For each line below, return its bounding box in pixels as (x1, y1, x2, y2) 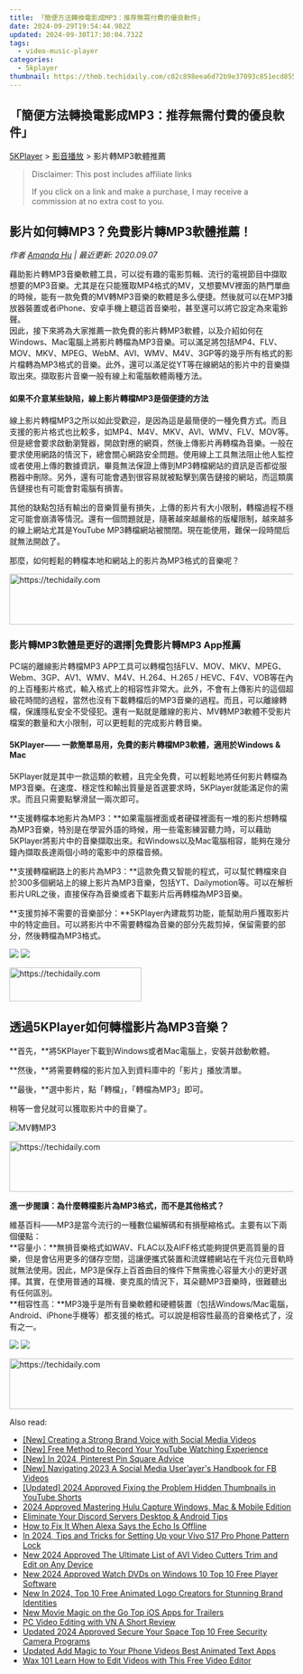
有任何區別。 (9, 1287, 57, 1298)
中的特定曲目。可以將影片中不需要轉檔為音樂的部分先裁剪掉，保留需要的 (9, 919, 278, 930)
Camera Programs (22, 1635, 91, 1646)
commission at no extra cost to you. (31, 195, 165, 206)
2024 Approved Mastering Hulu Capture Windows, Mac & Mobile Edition (22, 1501, 291, 1512)
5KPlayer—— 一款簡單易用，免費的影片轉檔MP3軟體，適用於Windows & (9, 739, 281, 750)
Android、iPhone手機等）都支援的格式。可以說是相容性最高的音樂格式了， (9, 1310, 286, 1321)
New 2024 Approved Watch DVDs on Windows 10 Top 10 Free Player (22, 1568, 279, 1579)
